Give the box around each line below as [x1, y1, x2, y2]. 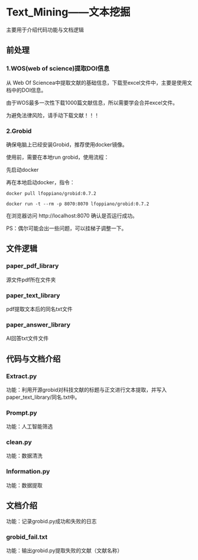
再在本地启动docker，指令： [6, 178, 75, 185]
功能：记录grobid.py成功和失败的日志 [6, 517, 97, 524]
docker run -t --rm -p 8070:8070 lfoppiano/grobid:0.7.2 [6, 201, 150, 207]
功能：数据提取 [6, 481, 43, 489]
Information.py [6, 468, 50, 476]
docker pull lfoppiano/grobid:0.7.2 [6, 190, 96, 196]
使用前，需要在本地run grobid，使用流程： [6, 153, 109, 161]
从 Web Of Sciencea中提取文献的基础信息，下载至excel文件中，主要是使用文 [6, 79, 193, 86]
